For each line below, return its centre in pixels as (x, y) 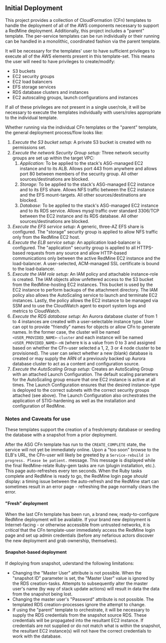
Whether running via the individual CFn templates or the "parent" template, (82, 127)
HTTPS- (145, 247)
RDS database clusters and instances (51, 92)
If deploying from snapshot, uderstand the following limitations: (70, 563)
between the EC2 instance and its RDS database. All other (79, 216)
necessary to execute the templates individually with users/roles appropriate (83, 112)
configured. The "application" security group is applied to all (74, 247)
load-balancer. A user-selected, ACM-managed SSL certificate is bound (86, 263)
